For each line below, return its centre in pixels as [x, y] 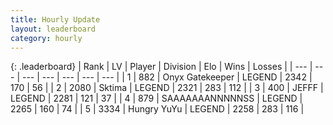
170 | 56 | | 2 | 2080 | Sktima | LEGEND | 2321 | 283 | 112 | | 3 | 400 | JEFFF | [167, 88]
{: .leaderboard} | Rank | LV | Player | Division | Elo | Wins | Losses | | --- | [161, 67]
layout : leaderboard [53, 29]
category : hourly [46, 38]
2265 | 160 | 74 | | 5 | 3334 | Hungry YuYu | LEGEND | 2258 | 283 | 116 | [157, 109]
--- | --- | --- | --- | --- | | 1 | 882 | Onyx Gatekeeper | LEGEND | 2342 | [167, 77]
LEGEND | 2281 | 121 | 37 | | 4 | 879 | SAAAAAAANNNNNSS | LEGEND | [156, 98]
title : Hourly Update [55, 19]
